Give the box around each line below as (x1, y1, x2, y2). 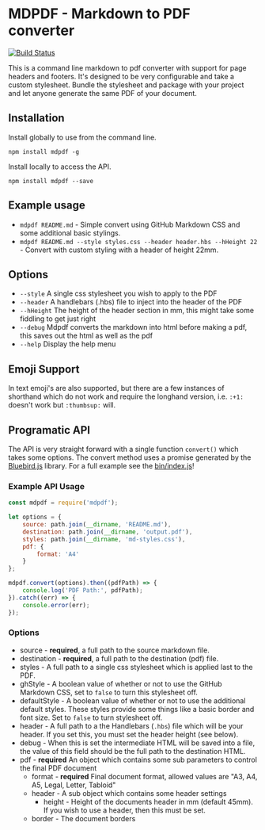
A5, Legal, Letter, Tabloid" (31, 780, 116, 790)
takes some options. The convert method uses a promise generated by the (8, 453, 252, 462)
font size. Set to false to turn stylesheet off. (19, 713, 163, 722)
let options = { (8, 513, 62, 522)
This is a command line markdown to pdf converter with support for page (8, 63, 247, 72)
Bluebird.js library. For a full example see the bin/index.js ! (8, 461, 195, 470)
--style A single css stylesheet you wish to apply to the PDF (19, 289, 218, 298)
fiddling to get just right (19, 314, 97, 323)
